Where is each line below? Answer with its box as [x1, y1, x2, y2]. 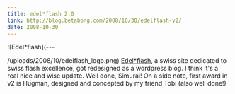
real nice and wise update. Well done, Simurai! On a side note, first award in [7, 71, 228, 80]
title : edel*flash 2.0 [7, 10, 74, 18]
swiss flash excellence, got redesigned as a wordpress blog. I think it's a [7, 64, 219, 73]
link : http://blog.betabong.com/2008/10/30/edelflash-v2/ [7, 17, 182, 24]
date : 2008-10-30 [7, 23, 59, 30]
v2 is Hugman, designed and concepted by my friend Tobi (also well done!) [7, 79, 227, 88]
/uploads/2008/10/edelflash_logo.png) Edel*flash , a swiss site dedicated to [7, 57, 227, 65]
